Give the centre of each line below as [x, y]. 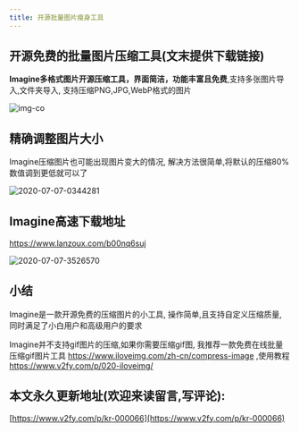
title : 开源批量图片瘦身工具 [57, 17]
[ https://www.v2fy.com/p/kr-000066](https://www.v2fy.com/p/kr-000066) [147, 418]
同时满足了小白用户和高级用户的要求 [76, 325]
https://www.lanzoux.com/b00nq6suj [78, 243]
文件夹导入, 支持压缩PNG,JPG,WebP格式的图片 [105, 90]
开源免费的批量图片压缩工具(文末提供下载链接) [137, 56]
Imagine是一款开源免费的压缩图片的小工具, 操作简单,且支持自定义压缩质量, [146, 314]
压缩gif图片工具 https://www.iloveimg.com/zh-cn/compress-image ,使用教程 [149, 355]
